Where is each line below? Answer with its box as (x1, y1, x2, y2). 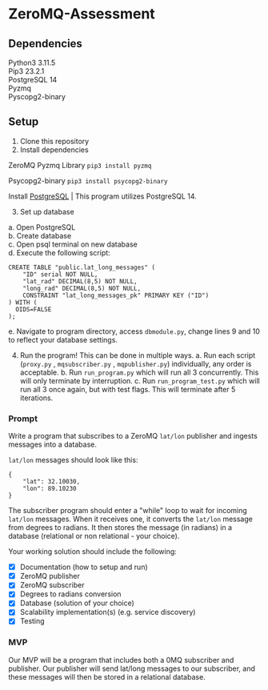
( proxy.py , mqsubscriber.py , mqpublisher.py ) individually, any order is (19, 359, 252, 368)
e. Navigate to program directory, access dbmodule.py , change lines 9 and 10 (8, 326, 260, 336)
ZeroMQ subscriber (19, 580, 85, 590)
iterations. (19, 393, 54, 403)
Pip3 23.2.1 (8, 66, 45, 76)
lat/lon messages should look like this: (8, 455, 138, 465)
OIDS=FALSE (15, 305, 52, 313)
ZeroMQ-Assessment (8, 5, 156, 23)
